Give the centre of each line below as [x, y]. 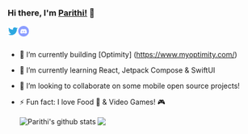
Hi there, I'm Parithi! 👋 [51, 13]
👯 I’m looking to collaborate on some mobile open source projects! [129, 86]
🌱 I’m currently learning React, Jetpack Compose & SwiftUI [117, 70]
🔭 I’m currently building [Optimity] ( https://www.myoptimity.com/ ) [128, 55]
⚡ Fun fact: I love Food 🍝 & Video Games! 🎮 [92, 102]
